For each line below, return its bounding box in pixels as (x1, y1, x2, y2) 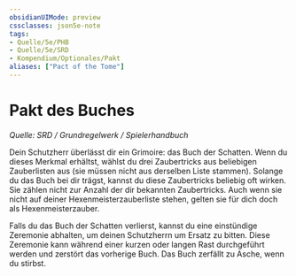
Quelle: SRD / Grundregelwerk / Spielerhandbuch (9, 129, 189, 140)
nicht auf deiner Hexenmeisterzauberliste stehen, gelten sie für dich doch (9, 194, 278, 204)
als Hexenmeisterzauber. (9, 203, 100, 213)
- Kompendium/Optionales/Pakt (9, 54, 121, 63)
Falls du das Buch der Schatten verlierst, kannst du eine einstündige (9, 220, 258, 231)
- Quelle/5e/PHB (9, 37, 69, 47)
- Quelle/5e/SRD (9, 46, 69, 55)
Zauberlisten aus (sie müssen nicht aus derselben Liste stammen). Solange (9, 165, 284, 176)
